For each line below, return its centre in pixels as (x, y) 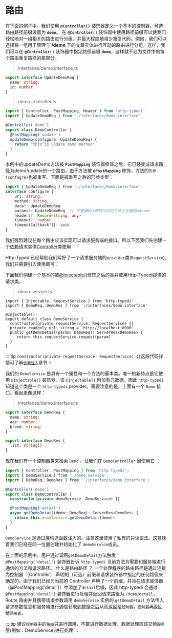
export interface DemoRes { (35, 441)
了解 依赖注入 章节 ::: (33, 363)
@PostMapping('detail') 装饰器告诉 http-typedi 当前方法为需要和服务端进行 (85, 561)
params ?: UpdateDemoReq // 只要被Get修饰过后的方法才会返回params (82, 211)
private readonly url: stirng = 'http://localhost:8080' (72, 328)
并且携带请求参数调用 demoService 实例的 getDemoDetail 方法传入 (96, 600)
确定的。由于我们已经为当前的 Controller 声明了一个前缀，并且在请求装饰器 (84, 580)
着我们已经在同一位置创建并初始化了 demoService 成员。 (63, 544)
